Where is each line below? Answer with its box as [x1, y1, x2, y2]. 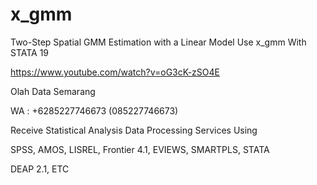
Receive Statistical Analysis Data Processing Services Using [10, 124, 258, 136]
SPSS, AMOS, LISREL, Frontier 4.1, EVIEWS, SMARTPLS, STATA [10, 143, 270, 155]
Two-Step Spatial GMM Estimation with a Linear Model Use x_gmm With [10, 36, 307, 48]
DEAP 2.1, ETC [10, 163, 70, 175]
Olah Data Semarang [10, 85, 96, 97]
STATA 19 [10, 46, 50, 58]
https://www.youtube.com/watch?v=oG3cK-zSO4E [10, 66, 220, 78]
